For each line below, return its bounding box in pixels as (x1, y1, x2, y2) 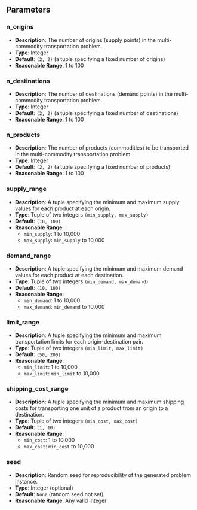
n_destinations (6, 77, 51, 85)
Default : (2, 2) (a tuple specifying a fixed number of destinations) (14, 109, 178, 116)
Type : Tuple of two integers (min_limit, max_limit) (14, 344, 144, 352)
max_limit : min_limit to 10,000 (23, 370, 100, 377)
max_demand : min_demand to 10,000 (23, 303, 105, 310)
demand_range (6, 251, 51, 260)
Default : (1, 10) (14, 424, 56, 431)
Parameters (6, 5, 51, 15)
